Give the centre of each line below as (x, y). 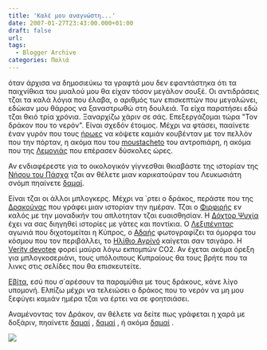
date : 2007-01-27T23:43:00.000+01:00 (71, 23)
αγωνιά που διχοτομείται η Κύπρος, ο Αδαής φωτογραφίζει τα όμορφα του (132, 232)
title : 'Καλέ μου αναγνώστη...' (62, 16)
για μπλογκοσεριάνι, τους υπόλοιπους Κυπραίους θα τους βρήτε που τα (128, 258)
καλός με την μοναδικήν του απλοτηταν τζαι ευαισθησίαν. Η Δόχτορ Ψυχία (133, 215)
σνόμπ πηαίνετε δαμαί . (47, 183)
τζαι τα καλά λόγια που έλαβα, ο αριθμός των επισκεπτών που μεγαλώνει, (133, 100)
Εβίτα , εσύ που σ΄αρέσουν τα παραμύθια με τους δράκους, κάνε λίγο (123, 281)
